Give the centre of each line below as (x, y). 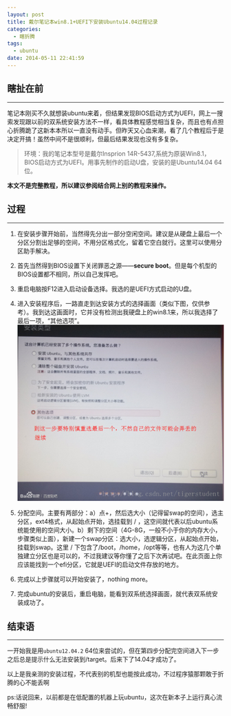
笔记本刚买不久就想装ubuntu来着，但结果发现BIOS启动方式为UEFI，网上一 (112, 113)
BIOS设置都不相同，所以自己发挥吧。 (69, 274)
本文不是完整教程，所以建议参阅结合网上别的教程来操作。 (88, 185)
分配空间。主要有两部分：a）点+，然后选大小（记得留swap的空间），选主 (120, 513)
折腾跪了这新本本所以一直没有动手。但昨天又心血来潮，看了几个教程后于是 (118, 130)
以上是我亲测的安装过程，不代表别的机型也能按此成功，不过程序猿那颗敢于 (112, 674)
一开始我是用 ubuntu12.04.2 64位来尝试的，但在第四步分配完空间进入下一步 (113, 651)
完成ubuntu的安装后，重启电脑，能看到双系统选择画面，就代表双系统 (114, 594)
